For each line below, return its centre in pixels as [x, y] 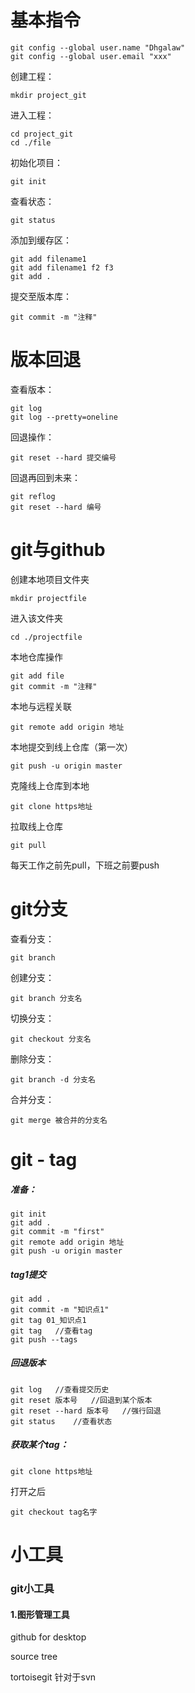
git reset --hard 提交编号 [63, 457]
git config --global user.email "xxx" [91, 56]
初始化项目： [36, 162]
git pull [28, 845]
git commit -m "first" [57, 1231]
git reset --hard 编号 [56, 507]
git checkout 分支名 [51, 1039]
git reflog [33, 496]
